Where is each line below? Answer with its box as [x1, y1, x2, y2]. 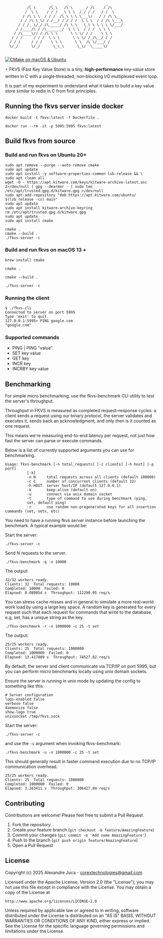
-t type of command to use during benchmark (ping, [26, 496, 147, 501]
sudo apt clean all [5, 175, 45, 180]
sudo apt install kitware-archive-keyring [5, 205, 93, 210]
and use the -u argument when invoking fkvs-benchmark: [5, 741, 121, 747]
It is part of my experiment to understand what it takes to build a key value [5, 83, 155, 88]
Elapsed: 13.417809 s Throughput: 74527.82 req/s [5, 655, 110, 660]
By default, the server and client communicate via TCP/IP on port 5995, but [5, 664, 156, 669]
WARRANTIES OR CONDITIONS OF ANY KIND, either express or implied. [5, 917, 150, 923]
